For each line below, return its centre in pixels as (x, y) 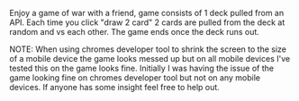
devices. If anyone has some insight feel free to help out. (115, 87)
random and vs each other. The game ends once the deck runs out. (134, 32)
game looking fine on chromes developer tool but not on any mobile (135, 78)
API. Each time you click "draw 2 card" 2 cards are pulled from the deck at (147, 22)
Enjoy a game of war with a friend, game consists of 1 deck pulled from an (147, 13)
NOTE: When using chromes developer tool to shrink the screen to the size (148, 49)
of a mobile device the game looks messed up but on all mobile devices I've (150, 59)
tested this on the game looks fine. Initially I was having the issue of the (142, 68)
